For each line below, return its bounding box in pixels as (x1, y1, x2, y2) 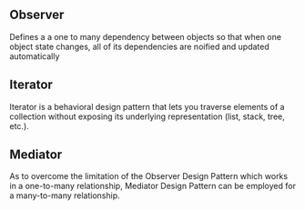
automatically (9, 50, 60, 62)
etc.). (9, 120, 29, 131)
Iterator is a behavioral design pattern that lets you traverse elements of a (9, 101, 285, 112)
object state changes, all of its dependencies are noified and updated (9, 41, 270, 52)
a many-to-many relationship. (9, 190, 120, 201)
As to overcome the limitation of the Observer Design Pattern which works (9, 171, 289, 182)
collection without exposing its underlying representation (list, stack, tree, (9, 111, 285, 122)
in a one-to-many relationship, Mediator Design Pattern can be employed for (9, 181, 296, 192)
